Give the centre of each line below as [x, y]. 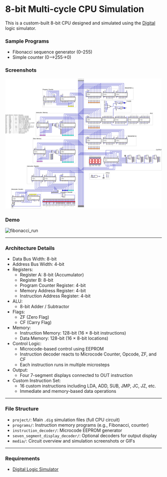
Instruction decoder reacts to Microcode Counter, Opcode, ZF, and [88, 354]
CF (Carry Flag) [36, 323]
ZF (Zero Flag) [35, 317]
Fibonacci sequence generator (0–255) [52, 52]
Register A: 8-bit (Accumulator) [52, 275]
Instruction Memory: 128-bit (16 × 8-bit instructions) [73, 333]
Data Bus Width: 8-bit [35, 259]
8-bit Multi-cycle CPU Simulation [75, 9]
